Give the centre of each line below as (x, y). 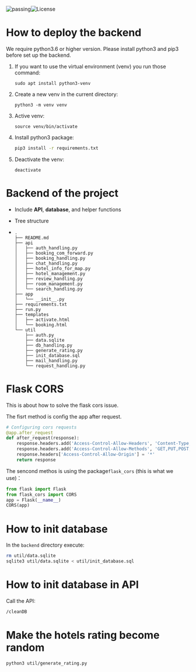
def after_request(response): (43, 438)
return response (36, 460)
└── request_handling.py (55, 366)
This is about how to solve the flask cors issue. (62, 405)
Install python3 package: (44, 137)
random (25, 647)
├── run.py (28, 309)
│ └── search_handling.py (48, 289)
